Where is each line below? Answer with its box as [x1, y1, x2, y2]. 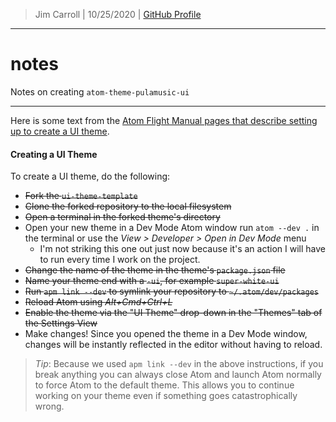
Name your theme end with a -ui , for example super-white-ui [24, 275, 280, 287]
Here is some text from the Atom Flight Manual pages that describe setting [10, 114, 318, 126]
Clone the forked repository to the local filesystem [24, 200, 232, 213]
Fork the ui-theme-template [24, 190, 138, 202]
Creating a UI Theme [10, 148, 98, 160]
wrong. [34, 400, 65, 413]
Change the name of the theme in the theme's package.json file [24, 264, 286, 276]
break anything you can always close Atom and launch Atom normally [34, 369, 322, 381]
